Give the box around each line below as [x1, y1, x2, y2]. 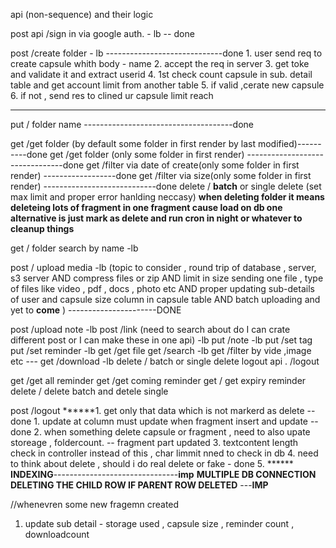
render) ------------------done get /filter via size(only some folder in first [10, 170, 312, 181]
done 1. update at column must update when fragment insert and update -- [10, 415, 319, 427]
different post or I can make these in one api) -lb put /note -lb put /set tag [10, 334, 313, 346]
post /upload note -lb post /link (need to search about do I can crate [10, 324, 291, 335]
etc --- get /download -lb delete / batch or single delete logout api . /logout [10, 355, 320, 367]
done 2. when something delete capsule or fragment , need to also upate [10, 426, 311, 438]
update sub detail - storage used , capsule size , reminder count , [24, 518, 295, 529]
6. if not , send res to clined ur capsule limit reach [10, 90, 214, 101]
